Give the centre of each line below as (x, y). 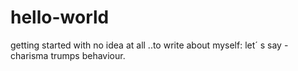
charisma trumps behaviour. (68, 55)
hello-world (60, 17)
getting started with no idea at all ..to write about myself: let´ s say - (149, 45)
